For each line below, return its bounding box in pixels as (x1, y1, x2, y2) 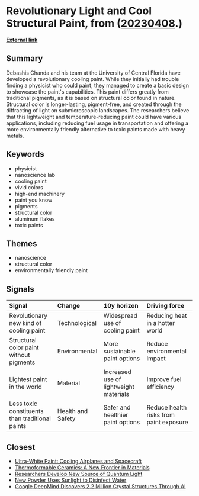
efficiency (146, 383, 175, 391)
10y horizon (103, 302, 139, 310)
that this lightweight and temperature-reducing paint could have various (6, 113, 182, 120)
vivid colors (14, 183, 43, 191)
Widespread (103, 312, 138, 320)
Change (57, 302, 81, 310)
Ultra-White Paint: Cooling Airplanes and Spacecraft (14, 458, 142, 465)
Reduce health (146, 404, 187, 412)
